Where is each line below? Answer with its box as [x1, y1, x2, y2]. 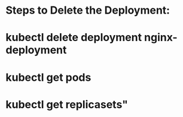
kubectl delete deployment [5, 31, 142, 45]
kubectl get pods [5, 71, 91, 84]
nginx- [144, 31, 178, 45]
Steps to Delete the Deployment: [5, 4, 170, 17]
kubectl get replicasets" [5, 97, 128, 111]
